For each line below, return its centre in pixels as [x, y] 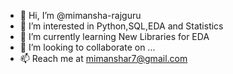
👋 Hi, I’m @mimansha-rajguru [80, 15]
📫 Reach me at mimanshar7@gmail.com [103, 58]
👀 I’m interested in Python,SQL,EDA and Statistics [121, 26]
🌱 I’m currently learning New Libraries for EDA [114, 36]
